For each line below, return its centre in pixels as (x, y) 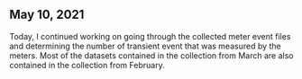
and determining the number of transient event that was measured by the (145, 46)
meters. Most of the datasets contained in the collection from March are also (151, 55)
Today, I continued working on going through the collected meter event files (150, 36)
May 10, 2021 (47, 15)
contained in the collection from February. (87, 65)
